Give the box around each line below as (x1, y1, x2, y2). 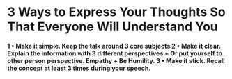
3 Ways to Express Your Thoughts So (7, 4, 226, 20)
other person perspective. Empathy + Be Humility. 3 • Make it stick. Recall (7, 56, 225, 64)
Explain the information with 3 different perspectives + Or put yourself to (7, 49, 223, 58)
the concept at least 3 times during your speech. (7, 64, 151, 72)
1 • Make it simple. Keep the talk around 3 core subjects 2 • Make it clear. (7, 42, 221, 50)
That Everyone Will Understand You (7, 19, 218, 35)
